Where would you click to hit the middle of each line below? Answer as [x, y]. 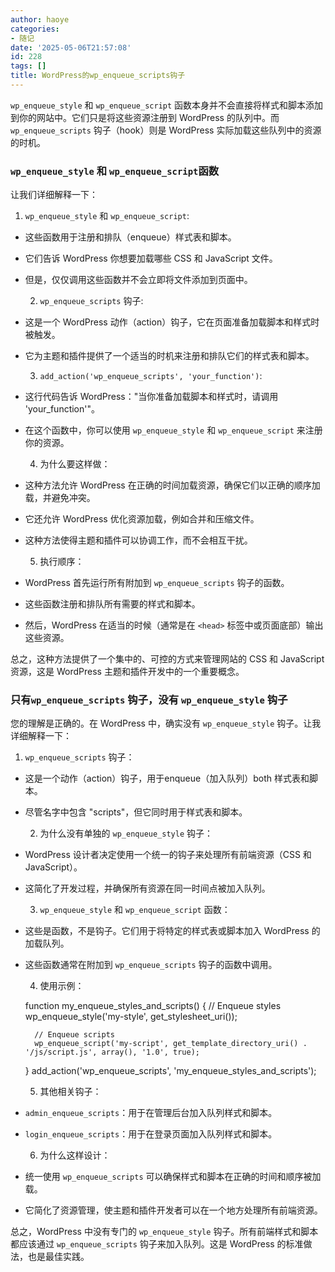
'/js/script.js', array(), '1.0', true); [112, 1052]
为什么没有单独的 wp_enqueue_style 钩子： [126, 833]
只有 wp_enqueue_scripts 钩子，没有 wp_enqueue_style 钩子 [149, 700]
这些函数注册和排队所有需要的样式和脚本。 [112, 604]
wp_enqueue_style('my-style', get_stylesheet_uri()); [131, 1017]
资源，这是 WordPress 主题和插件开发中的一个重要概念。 [127, 672]
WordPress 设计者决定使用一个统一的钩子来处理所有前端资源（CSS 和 [168, 855]
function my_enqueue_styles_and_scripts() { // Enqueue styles [153, 1006]
